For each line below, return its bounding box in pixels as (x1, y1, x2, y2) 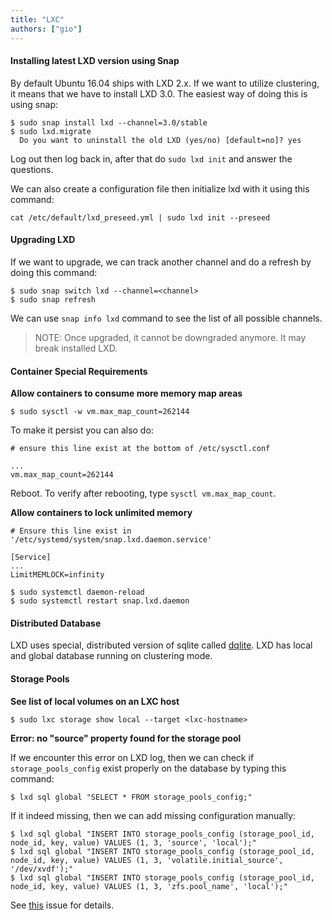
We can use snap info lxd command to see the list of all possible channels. (10, 312, 323, 324)
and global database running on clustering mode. (10, 650, 213, 662)
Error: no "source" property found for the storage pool (10, 732, 242, 744)
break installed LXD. (34, 342, 118, 354)
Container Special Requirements (10, 365, 148, 377)
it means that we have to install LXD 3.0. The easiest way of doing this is (10, 87, 308, 100)
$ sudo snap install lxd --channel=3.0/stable (10, 117, 208, 128)
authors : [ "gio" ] (10, 24, 83, 34)
